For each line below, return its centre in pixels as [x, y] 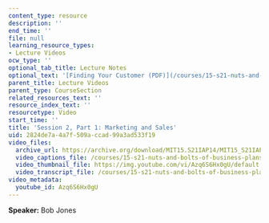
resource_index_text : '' [50, 105]
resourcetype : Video [43, 113]
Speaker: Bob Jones [42, 210]
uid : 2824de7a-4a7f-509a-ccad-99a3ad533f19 [82, 135]
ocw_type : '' [30, 61]
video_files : [30, 142]
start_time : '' [34, 120]
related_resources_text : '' [55, 98]
